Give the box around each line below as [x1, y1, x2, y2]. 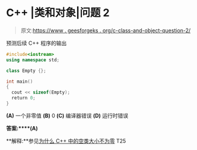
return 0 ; [11, 95, 36, 101]
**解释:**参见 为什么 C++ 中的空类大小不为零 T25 [6, 137, 126, 144]
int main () [6, 79, 33, 85]
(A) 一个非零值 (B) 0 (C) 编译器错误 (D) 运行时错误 [6, 112, 129, 119]
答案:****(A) [6, 124, 38, 132]
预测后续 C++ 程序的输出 [6, 39, 67, 46]
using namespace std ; [6, 57, 60, 63]
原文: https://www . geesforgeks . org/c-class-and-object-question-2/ [20, 27, 191, 34]
